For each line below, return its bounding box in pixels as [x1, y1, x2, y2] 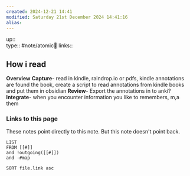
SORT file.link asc [6, 165, 54, 171]
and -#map [6, 155, 31, 161]
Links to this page [6, 115, 58, 123]
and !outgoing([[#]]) [6, 150, 60, 156]
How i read [6, 59, 46, 69]
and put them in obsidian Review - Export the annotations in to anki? [6, 87, 171, 94]
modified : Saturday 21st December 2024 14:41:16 [6, 14, 128, 20]
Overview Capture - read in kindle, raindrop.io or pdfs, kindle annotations [6, 75, 185, 82]
